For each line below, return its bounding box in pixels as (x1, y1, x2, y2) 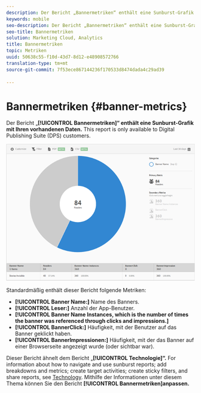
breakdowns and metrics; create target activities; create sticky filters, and (6, 367, 188, 374)
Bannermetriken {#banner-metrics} (6, 100, 187, 113)
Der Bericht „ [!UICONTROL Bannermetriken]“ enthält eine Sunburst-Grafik (6, 119, 194, 127)
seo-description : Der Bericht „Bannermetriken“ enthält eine (6, 22, 162, 28)
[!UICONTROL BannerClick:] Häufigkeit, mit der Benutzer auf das (14, 323, 177, 331)
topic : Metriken (6, 48, 47, 54)
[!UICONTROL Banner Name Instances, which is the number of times (14, 311, 189, 318)
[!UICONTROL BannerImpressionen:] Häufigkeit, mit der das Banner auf (14, 336, 194, 343)
